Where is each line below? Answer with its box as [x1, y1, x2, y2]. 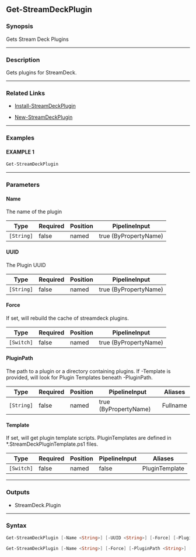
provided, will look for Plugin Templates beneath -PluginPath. [6, 374, 153, 381]
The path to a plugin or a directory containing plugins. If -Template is [6, 368, 171, 375]
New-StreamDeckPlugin [14, 114, 73, 121]
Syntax [6, 521, 27, 529]
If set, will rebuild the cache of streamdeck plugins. [6, 315, 129, 322]
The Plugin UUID [6, 261, 46, 268]
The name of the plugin [6, 208, 62, 216]
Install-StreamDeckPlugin [14, 102, 76, 110]
